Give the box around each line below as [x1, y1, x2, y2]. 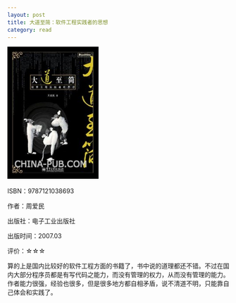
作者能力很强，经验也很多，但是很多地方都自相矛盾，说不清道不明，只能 [7, 279, 217, 288]
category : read [7, 26, 52, 33]
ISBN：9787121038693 [7, 187, 75, 195]
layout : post [7, 11, 46, 18]
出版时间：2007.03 [7, 232, 62, 240]
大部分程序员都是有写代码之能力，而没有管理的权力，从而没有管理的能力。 [13, 271, 230, 279]
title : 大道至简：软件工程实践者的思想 [7, 18, 108, 26]
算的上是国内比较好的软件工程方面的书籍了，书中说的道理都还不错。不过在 [7, 261, 223, 271]
